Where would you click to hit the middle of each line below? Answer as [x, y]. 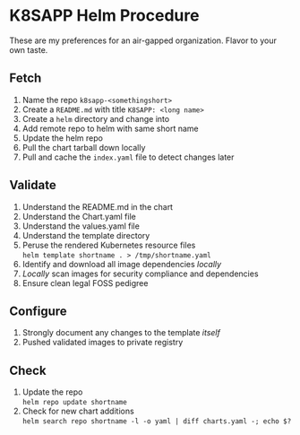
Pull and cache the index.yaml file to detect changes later [128, 157]
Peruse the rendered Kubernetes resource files [109, 245]
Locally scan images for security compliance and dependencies [140, 274]
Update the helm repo [62, 138]
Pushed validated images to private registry [103, 343]
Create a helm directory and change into [96, 118]
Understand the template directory [86, 235]
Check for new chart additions [78, 411]
